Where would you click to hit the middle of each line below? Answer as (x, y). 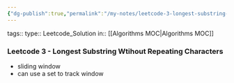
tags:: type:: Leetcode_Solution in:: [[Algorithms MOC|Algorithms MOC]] (111, 33)
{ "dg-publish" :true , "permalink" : (56, 13)
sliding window (39, 66)
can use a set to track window (61, 73)
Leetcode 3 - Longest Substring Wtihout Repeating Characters (115, 51)
